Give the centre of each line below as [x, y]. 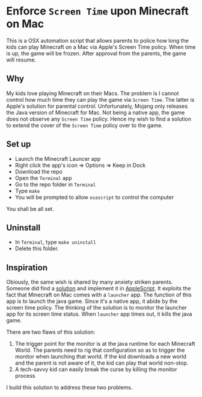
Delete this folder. [37, 249]
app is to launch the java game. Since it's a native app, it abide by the [92, 301]
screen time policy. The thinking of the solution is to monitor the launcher [97, 308]
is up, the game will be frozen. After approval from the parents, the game [96, 53]
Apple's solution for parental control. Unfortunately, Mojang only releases [97, 106]
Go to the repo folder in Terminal [55, 184]
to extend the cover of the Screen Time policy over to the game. [85, 125]
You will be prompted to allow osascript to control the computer [94, 197]
